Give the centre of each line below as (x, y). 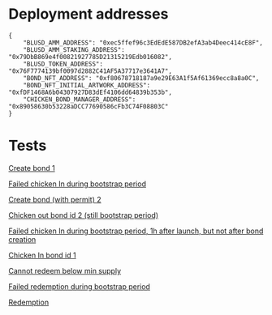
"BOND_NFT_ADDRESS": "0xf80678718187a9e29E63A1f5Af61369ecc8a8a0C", (141, 78)
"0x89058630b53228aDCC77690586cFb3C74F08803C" (89, 106)
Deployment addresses (89, 14)
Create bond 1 (32, 168)
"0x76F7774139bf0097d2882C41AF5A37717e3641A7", (91, 71)
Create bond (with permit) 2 (55, 199)
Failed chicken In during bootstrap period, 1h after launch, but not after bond (136, 231)
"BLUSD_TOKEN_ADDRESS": (63, 64)
